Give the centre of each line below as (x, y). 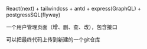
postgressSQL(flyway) (33, 15)
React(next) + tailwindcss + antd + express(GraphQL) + (74, 9)
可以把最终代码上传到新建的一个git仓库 (53, 40)
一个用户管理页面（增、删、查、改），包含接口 (62, 27)
